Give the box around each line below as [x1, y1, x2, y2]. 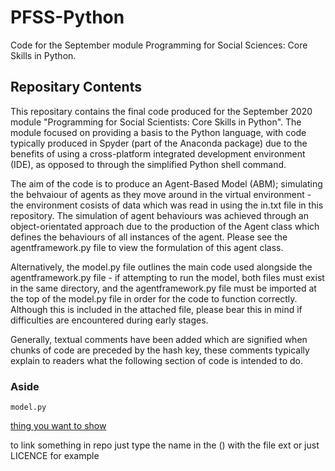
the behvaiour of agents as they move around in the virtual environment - [10, 188, 312, 200]
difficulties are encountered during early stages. [10, 314, 209, 326]
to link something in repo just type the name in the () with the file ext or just [10, 439, 320, 451]
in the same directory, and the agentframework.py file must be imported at [10, 282, 317, 294]
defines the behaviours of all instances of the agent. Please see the [10, 231, 288, 243]
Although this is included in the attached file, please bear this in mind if [10, 303, 303, 315]
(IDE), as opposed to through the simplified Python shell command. [10, 158, 287, 170]
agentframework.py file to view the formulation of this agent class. [10, 241, 284, 253]
